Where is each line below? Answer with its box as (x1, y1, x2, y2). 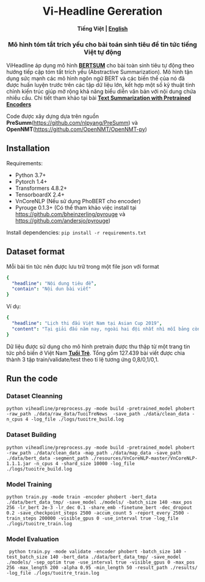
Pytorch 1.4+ (15, 177, 48, 185)
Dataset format (6, 247, 65, 257)
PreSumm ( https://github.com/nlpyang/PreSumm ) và (6, 119, 138, 127)
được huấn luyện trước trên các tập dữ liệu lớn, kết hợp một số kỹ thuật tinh (6, 81, 195, 89)
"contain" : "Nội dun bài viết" (12, 286, 92, 292)
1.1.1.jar (6, 460, 32, 466)
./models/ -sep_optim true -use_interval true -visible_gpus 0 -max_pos (6, 559, 195, 565)
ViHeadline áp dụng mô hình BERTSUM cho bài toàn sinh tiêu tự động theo (6, 62, 195, 69)
